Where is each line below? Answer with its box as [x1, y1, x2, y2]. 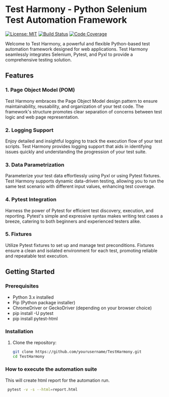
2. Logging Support [5, 126, 54, 134]
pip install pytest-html [12, 315, 58, 321]
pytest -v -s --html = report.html [7, 387, 78, 392]
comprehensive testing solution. [5, 56, 72, 62]
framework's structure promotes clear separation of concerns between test [5, 108, 162, 114]
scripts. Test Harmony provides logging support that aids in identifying [5, 143, 152, 149]
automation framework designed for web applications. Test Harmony [5, 46, 148, 52]
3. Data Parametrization [5, 161, 65, 168]
